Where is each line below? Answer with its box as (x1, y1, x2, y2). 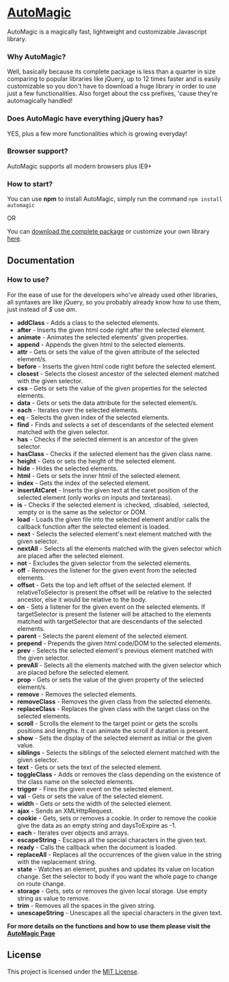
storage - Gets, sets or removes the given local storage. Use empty (16, 887, 208, 895)
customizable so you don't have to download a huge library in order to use (7, 82, 217, 91)
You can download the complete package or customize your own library (7, 228, 210, 236)
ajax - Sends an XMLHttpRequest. (16, 806, 114, 815)
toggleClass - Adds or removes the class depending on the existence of (16, 770, 221, 778)
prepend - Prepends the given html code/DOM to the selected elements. (16, 639, 222, 647)
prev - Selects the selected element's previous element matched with (16, 646, 213, 654)
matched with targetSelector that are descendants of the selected (16, 617, 203, 625)
